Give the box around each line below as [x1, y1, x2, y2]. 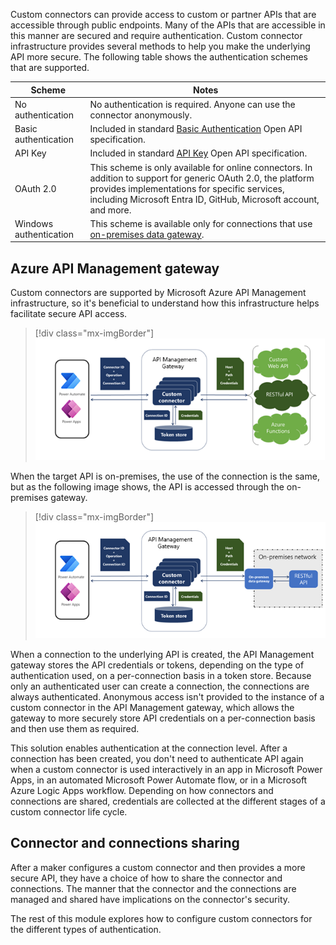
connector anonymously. [89, 109, 193, 121]
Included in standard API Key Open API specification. [89, 147, 308, 159]
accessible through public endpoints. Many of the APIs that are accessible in [10, 19, 326, 31]
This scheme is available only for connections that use [89, 217, 313, 229]
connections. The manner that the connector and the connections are [10, 882, 297, 894]
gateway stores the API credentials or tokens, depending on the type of [10, 659, 305, 671]
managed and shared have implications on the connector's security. [10, 893, 291, 905]
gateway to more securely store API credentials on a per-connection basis [10, 712, 316, 724]
